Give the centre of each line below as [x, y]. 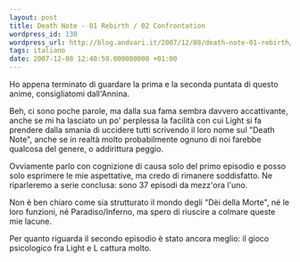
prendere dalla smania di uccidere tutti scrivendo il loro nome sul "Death [142, 130]
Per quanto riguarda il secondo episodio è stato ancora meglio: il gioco [139, 238]
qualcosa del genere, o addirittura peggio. [86, 149]
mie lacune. [30, 221]
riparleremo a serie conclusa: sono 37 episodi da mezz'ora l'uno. [129, 185]
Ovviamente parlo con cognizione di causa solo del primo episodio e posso [148, 166]
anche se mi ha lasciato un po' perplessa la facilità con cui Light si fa [135, 120]
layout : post [33, 17]
